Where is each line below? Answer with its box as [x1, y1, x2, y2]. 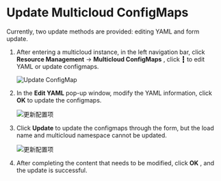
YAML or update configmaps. [16, 62, 99, 70]
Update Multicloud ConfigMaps [6, 5, 189, 20]
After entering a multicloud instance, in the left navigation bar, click [16, 48, 205, 56]
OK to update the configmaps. [16, 96, 102, 104]
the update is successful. [16, 166, 88, 174]
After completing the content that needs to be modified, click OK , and [16, 158, 215, 167]
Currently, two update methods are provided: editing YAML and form [6, 27, 200, 36]
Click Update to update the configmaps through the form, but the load [16, 124, 215, 132]
